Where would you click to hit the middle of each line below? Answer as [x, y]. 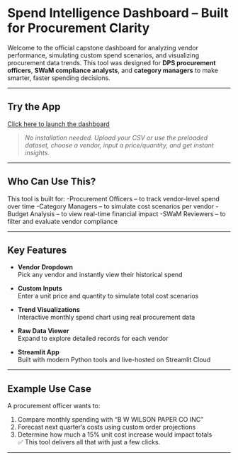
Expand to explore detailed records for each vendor [93, 339]
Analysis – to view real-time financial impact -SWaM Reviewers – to [128, 213]
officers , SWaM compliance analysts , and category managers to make [113, 70]
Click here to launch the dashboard [58, 124]
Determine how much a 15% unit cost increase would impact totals [115, 434]
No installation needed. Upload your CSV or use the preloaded [116, 138]
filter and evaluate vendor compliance [63, 221]
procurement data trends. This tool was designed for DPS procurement [112, 62]
